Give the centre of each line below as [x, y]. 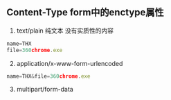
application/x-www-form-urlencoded [70, 63]
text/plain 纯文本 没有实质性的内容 [65, 31]
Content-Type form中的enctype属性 [85, 12]
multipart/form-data [45, 90]
